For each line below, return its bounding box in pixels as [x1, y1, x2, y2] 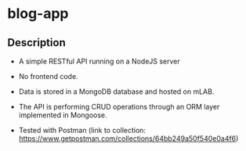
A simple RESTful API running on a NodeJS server [18, 56, 181, 66]
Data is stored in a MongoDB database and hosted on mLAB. [18, 87, 215, 96]
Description [7, 36, 66, 49]
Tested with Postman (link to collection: [18, 126, 147, 135]
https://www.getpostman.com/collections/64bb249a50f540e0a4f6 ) [18, 134, 239, 143]
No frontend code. [18, 72, 79, 81]
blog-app [7, 5, 69, 23]
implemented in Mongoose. [18, 110, 107, 120]
